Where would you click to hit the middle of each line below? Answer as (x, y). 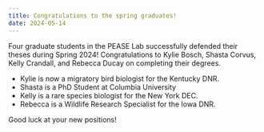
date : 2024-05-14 (37, 23)
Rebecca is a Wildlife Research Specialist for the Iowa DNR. (118, 104)
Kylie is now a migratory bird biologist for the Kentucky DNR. (120, 78)
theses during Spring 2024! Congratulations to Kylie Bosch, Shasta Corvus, (132, 54)
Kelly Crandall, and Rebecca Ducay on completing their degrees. (115, 63)
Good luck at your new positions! (63, 119)
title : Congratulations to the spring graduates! (93, 16)
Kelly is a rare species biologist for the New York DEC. (109, 95)
